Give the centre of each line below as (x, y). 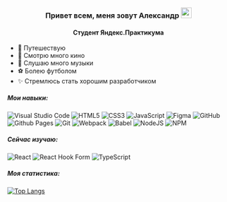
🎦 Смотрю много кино (51, 56)
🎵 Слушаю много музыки (55, 63)
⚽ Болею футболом (47, 71)
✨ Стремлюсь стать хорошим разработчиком (87, 81)
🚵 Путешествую (41, 48)
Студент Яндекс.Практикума (118, 32)
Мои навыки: (28, 97)
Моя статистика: (33, 173)
